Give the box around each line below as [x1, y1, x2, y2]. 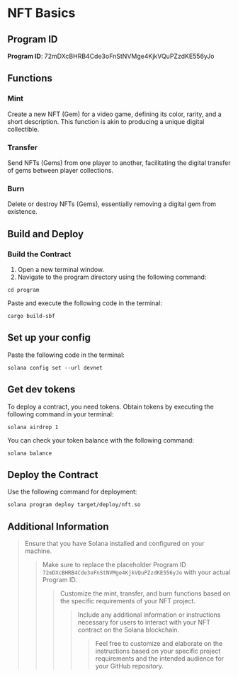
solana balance [7, 450, 52, 457]
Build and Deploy [7, 228, 84, 240]
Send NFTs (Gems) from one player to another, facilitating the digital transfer [7, 158, 231, 167]
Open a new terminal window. [17, 265, 105, 273]
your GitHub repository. [95, 662, 164, 671]
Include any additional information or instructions [77, 610, 221, 619]
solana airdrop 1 [7, 423, 59, 431]
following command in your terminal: [7, 409, 114, 419]
